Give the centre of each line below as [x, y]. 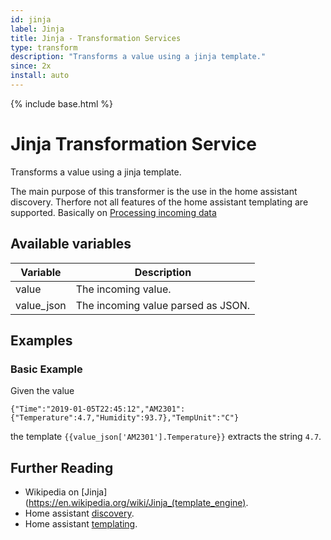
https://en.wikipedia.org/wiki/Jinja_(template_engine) [137, 503]
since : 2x [31, 66]
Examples [41, 341]
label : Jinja [37, 29]
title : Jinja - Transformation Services [96, 38]
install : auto [40, 76]
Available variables [71, 244]
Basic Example [46, 369]
